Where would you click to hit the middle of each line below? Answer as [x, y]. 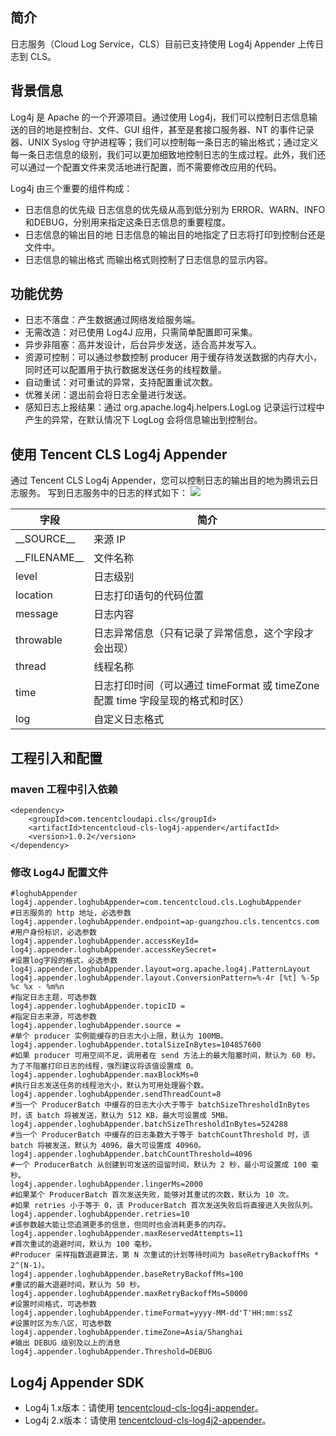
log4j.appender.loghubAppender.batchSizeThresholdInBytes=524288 [149, 1124]
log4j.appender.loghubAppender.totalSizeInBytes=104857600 [136, 1045]
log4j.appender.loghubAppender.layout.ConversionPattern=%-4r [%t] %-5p [165, 978]
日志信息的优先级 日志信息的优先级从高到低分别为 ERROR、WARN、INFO [175, 209]
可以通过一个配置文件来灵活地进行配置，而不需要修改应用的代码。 [146, 167]
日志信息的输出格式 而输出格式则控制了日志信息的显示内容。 [148, 259]
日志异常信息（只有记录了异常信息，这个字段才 [204, 633]
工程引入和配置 [56, 758]
